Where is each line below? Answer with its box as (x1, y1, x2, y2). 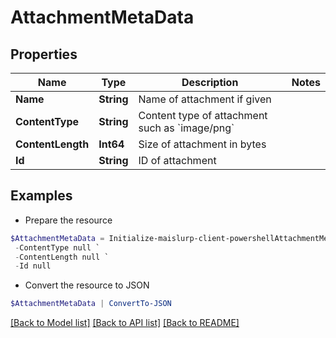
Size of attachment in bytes (138, 137, 267, 151)
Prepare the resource (24, 214, 113, 226)
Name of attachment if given (138, 92, 272, 106)
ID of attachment (138, 154, 217, 167)
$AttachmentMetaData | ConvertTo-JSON (10, 299, 172, 309)
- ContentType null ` (14, 242, 101, 253)
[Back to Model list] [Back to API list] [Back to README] (10, 317, 240, 329)
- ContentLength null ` (14, 252, 110, 262)
